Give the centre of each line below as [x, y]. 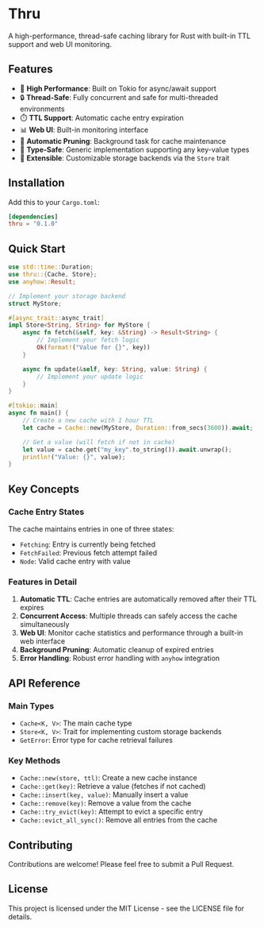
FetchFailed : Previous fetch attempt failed [88, 552]
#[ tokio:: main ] [33, 406]
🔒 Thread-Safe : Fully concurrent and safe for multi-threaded [119, 97]
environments [42, 109]
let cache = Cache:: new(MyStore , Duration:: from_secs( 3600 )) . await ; [138, 427]
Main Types [31, 706]
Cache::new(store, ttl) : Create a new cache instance [108, 778]
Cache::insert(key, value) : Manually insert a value [104, 795]
